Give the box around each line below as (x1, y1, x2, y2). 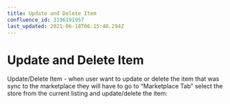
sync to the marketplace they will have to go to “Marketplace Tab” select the (7, 82, 223, 90)
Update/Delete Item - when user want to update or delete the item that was (7, 75, 220, 83)
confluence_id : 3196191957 (7, 16, 84, 23)
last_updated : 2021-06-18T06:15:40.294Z (7, 23, 125, 29)
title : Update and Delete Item (7, 10, 97, 17)
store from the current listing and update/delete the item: (7, 90, 168, 98)
